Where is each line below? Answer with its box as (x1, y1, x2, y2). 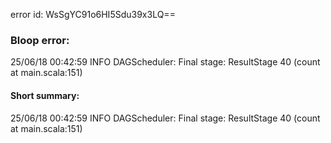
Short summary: (10, 89, 80, 101)
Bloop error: (10, 33, 70, 47)
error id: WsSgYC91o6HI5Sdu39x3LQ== (10, 9, 176, 20)
